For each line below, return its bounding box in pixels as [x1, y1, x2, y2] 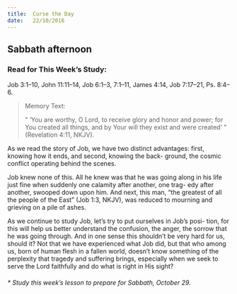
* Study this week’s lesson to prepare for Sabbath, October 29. [7, 278, 191, 287]
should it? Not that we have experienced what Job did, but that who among [7, 239, 226, 248]
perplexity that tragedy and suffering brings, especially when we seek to [7, 254, 219, 263]
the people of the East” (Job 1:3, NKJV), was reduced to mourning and [7, 196, 213, 204]
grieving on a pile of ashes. [7, 203, 86, 212]
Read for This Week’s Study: [7, 64, 108, 74]
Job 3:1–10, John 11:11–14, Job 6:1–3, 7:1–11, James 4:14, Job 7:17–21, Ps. [7, 81, 216, 89]
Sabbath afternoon [7, 43, 92, 55]
